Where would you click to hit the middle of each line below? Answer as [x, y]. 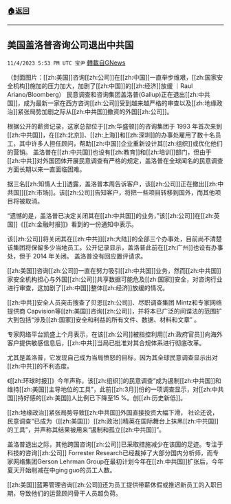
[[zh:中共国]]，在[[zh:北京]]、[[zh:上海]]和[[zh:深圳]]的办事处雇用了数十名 [111, 135]
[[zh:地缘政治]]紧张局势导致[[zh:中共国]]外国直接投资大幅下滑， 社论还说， [113, 413]
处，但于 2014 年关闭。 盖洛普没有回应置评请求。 [77, 256]
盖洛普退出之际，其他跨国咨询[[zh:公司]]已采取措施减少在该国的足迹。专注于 [115, 444]
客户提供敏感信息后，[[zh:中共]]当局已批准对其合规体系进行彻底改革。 [106, 343]
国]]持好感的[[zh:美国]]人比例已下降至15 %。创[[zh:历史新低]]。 [97, 398]
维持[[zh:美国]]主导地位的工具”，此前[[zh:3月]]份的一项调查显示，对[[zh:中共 [116, 389]
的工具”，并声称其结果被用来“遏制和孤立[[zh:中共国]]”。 [86, 430]
